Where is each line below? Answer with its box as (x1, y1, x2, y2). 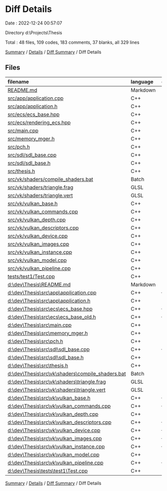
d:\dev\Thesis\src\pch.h (7, 337, 64, 344)
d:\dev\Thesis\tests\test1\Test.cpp (7, 467, 88, 474)
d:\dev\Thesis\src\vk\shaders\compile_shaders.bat (7, 370, 126, 377)
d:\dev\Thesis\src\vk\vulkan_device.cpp (7, 427, 101, 434)
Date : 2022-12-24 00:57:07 (5, 20, 62, 26)
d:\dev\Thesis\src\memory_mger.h (7, 329, 88, 336)
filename (7, 78, 29, 85)
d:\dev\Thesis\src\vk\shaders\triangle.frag (7, 378, 106, 385)
